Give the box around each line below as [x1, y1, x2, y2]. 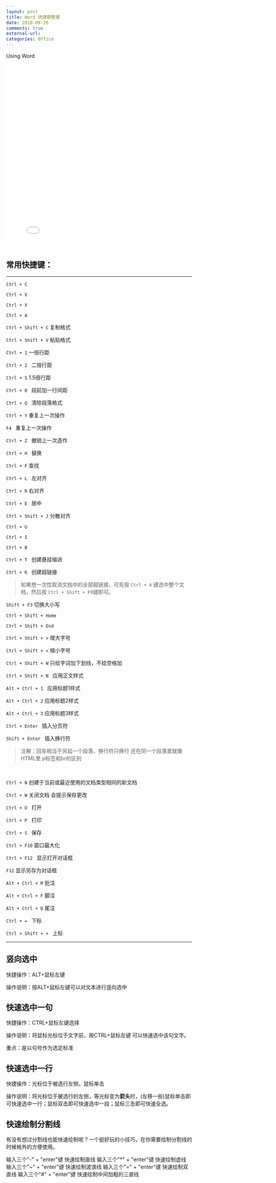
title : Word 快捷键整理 [6, 14, 60, 20]
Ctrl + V [6, 292, 28, 298]
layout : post [6, 8, 38, 15]
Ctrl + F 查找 [6, 462, 40, 469]
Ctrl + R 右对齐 [6, 487, 45, 494]
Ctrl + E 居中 [6, 499, 42, 506]
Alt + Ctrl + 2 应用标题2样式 [6, 697, 79, 704]
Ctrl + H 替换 [6, 449, 42, 456]
